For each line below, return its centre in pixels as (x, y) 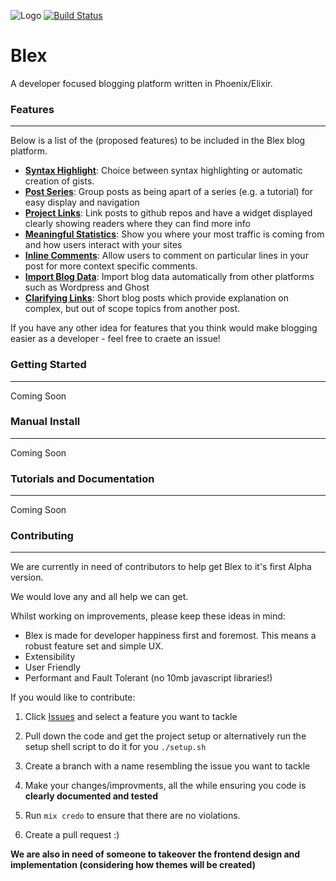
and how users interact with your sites (103, 245)
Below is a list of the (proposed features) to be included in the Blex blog (157, 141)
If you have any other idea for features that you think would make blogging (164, 328)
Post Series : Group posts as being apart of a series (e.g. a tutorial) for (169, 192)
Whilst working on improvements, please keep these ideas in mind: (148, 616)
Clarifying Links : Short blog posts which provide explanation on (157, 298)
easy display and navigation (82, 202)
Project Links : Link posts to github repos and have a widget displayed (168, 213)
